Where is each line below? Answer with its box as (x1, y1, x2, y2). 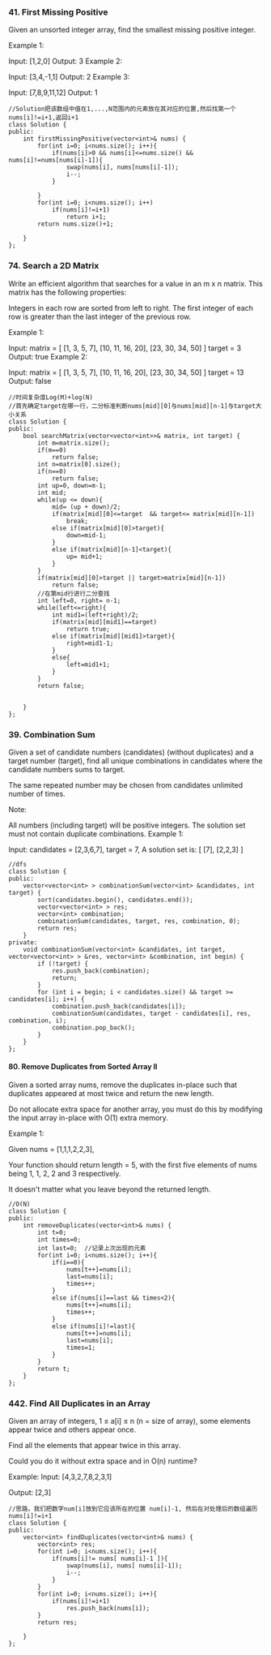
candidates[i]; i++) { (8, 995, 85, 1004)
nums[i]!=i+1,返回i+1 (8, 114, 79, 122)
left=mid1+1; (66, 660, 111, 668)
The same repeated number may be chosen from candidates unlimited (8, 780, 243, 789)
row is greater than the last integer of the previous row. (8, 312, 192, 321)
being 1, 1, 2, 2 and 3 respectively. (8, 1169, 121, 1179)
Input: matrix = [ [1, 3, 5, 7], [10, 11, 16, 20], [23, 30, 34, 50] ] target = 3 (8, 343, 241, 353)
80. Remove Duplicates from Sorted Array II (8, 1062, 158, 1072)
